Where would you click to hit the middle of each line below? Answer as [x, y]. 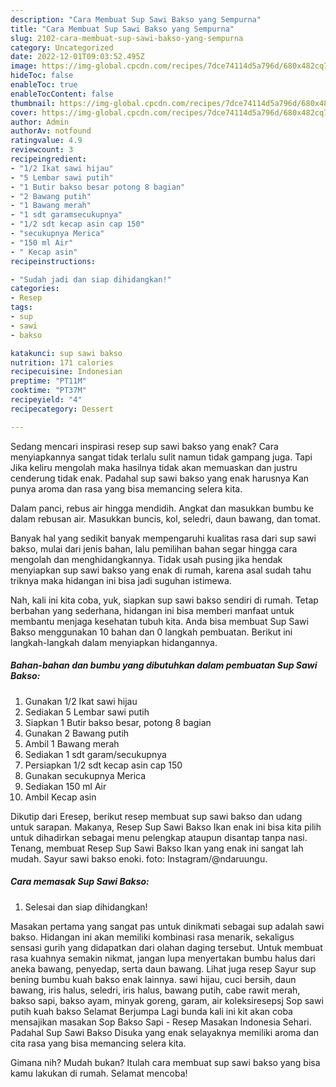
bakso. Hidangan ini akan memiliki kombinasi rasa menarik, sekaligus [152, 937]
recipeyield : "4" [46, 400]
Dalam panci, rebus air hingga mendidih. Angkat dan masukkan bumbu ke [162, 508]
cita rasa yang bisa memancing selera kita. [98, 1043]
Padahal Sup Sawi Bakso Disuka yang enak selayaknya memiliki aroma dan [165, 1032]
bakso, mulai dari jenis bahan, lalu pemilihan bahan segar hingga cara [154, 548]
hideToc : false [42, 76]
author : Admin [40, 122]
